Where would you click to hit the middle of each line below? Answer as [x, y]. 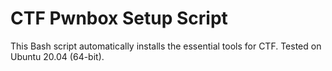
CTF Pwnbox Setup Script [119, 18]
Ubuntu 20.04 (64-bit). [57, 56]
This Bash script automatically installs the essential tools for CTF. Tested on [166, 46]
